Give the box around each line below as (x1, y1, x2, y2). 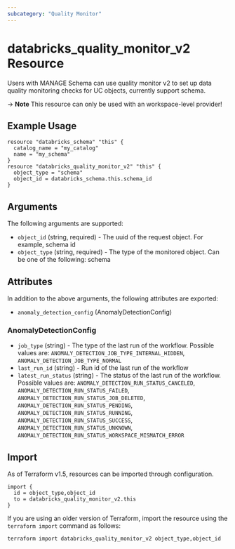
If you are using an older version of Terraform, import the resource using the (7, 514, 228, 523)
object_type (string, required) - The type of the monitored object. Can (17, 248, 220, 256)
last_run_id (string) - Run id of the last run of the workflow (17, 364, 189, 372)
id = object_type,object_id (13, 489, 96, 497)
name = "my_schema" (13, 151, 71, 158)
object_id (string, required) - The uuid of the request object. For (17, 233, 203, 242)
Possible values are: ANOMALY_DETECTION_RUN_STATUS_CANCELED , (17, 378, 196, 387)
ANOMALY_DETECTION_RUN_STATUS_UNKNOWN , (17, 423, 133, 432)
